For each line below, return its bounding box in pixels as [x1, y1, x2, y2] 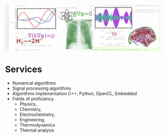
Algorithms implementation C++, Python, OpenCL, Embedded [12, 90, 137, 96]
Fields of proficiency [12, 96, 54, 102]
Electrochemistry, [19, 111, 55, 117]
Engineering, [19, 116, 46, 123]
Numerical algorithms [12, 80, 56, 86]
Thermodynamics [19, 122, 55, 128]
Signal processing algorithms [12, 85, 71, 91]
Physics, [19, 101, 37, 107]
